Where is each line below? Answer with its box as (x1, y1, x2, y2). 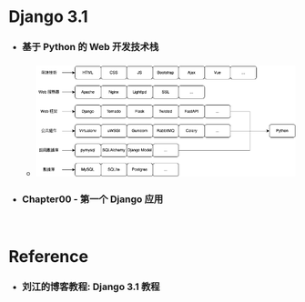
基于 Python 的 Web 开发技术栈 (21, 41, 159, 54)
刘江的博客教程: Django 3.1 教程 (21, 280, 160, 293)
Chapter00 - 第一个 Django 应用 (21, 193, 164, 206)
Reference (8, 246, 88, 267)
